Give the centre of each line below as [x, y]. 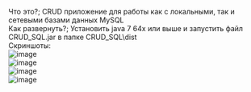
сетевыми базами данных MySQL [66, 20]
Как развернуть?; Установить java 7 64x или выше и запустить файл [126, 28]
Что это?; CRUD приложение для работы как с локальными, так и [122, 12]
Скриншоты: [29, 46]
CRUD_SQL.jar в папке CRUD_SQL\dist [73, 37]
